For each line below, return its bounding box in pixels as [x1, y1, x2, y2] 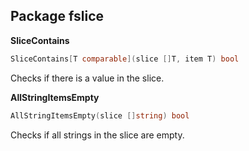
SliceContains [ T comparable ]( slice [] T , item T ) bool [10, 54, 240, 64]
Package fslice [10, 8, 104, 25]
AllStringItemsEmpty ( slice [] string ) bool [10, 110, 190, 121]
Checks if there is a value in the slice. [10, 72, 165, 84]
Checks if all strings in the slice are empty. [10, 129, 185, 141]
